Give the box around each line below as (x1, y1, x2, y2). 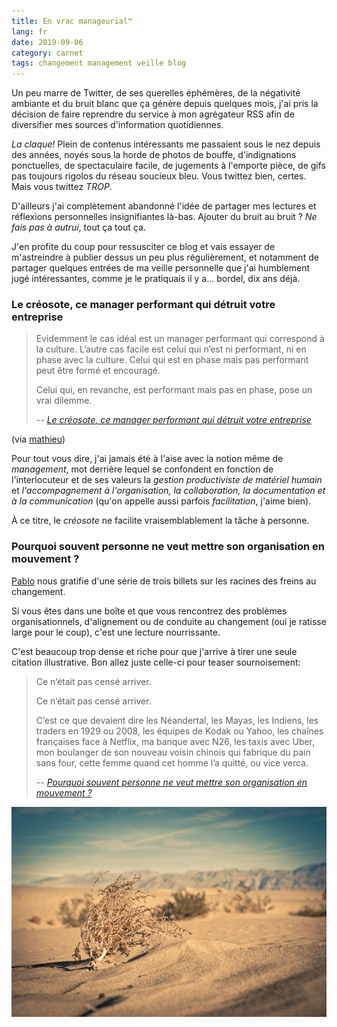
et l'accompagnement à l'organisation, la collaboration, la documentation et (11, 485, 326, 497)
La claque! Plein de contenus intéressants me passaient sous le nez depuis (11, 138, 321, 150)
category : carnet (11, 48, 84, 58)
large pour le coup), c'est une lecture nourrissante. (11, 626, 221, 638)
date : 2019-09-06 (11, 37, 84, 47)
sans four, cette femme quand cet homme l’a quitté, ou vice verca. (35, 756, 309, 769)
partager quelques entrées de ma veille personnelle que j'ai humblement (11, 262, 311, 274)
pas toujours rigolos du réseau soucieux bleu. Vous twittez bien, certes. (11, 170, 307, 182)
